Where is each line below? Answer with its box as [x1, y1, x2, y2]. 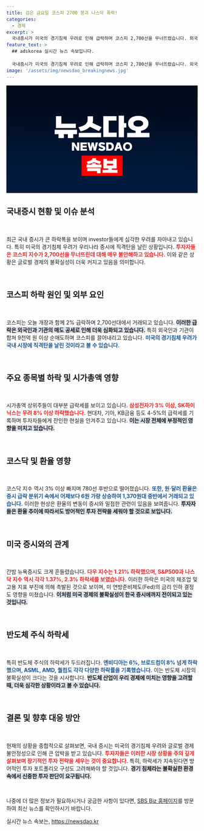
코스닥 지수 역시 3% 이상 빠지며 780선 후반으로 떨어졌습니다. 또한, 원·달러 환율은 [6, 485, 197, 492]
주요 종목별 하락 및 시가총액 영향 [6, 373, 119, 383]
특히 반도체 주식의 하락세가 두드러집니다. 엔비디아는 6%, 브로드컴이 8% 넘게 [6, 658, 187, 666]
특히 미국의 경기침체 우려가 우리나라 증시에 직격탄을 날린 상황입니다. [14, 243, 175, 250]
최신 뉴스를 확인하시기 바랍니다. [17, 804, 92, 812]
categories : [6, 16, 36, 22]
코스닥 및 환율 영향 [6, 456, 71, 466]
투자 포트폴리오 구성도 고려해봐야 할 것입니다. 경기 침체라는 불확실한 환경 [22, 765, 194, 772]
